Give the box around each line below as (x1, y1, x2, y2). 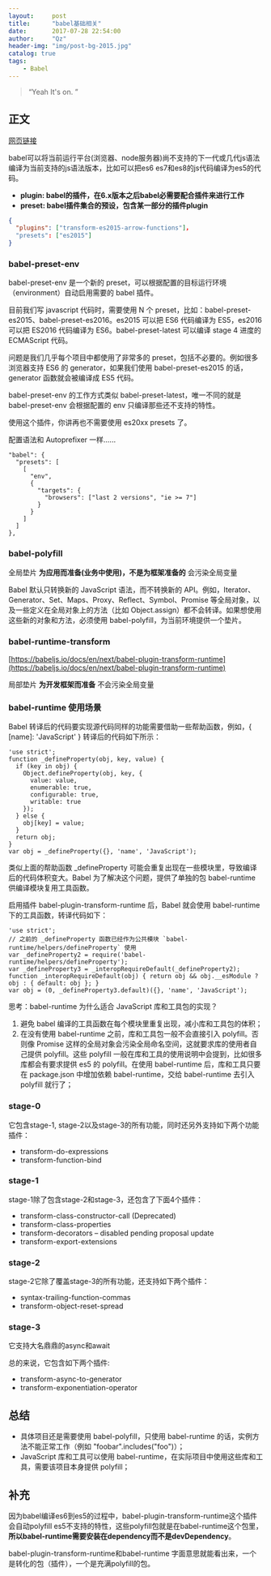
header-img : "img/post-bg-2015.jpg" (8, 42, 132, 50)
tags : (8, 58, 27, 66)
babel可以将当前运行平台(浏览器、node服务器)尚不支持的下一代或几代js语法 (8, 152, 260, 162)
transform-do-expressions (19, 1146, 109, 1156)
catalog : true (8, 49, 57, 58)
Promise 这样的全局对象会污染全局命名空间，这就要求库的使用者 (36, 1039, 251, 1049)
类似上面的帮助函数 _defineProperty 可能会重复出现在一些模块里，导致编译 (8, 863, 257, 873)
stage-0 (8, 1101, 41, 1112)
